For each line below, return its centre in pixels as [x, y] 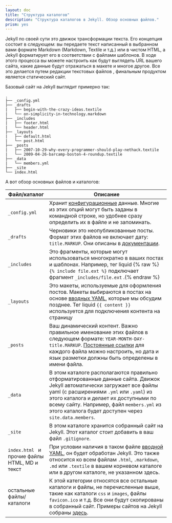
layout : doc [18, 10]
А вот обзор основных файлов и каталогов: [52, 182]
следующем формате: [77, 339]
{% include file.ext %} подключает [94, 271]
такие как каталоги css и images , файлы [98, 493]
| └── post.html [25, 141]
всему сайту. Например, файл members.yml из [105, 405]
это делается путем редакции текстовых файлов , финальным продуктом [86, 72]
